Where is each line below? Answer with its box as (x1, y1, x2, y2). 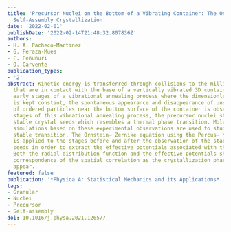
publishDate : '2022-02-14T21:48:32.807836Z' (7, 29, 137, 36)
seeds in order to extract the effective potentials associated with (13, 144, 217, 151)
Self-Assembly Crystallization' (13, 16, 107, 23)
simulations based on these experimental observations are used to (13, 125, 211, 132)
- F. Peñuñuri (7, 55, 48, 62)
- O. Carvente (7, 61, 48, 68)
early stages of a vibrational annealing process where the (13, 93, 189, 100)
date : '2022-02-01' (7, 23, 63, 30)
